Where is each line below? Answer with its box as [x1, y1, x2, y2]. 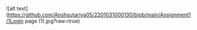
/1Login [6, 18, 24, 24]
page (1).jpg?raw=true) [25, 18, 80, 24]
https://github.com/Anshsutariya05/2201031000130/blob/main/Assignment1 [8, 11, 191, 18]
